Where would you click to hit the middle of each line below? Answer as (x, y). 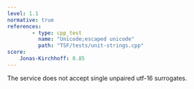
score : (17, 52)
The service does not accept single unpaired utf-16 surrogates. (97, 78)
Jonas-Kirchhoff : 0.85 (52, 59)
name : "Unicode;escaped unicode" (86, 39)
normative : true (30, 20)
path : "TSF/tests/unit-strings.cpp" (91, 46)
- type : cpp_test (57, 33)
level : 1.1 (23, 13)
